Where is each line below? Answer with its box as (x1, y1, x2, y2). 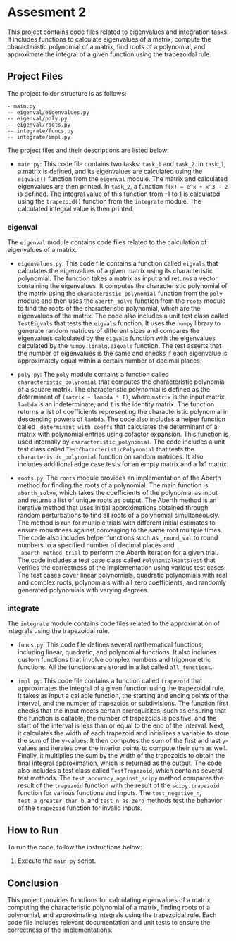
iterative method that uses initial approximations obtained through (17, 504, 209, 512)
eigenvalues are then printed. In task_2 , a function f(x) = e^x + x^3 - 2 (17, 182, 228, 190)
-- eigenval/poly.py (7, 115, 68, 122)
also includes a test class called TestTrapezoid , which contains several (17, 766, 223, 775)
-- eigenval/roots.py (7, 121, 71, 128)
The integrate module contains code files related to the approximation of (7, 619, 221, 628)
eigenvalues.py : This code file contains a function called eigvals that (17, 259, 218, 268)
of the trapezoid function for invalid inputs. (17, 804, 143, 812)
